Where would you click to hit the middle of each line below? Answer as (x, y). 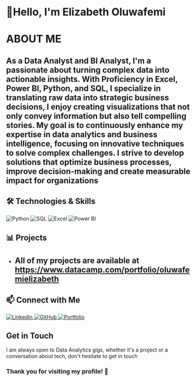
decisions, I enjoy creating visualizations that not (98, 106)
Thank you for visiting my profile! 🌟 (57, 371)
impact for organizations (52, 180)
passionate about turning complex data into (88, 70)
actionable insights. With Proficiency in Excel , (92, 79)
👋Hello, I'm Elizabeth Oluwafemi (86, 12)
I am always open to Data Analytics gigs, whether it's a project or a (87, 350)
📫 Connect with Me (43, 300)
